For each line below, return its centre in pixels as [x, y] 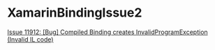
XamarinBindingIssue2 [75, 13]
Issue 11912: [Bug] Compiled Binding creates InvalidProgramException [107, 32]
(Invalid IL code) [30, 39]
